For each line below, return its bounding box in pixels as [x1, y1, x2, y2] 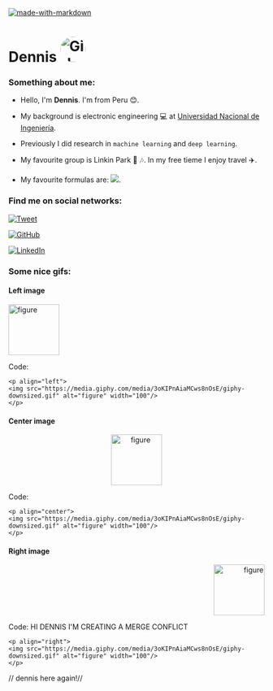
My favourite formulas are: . [19, 175, 122, 185]
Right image [8, 545, 50, 556]
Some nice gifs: [8, 265, 71, 276]
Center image [8, 415, 55, 426]
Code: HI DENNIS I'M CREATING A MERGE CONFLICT [8, 622, 188, 632]
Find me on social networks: [8, 195, 123, 206]
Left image [8, 285, 45, 296]
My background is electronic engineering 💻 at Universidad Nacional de [19, 111, 260, 121]
